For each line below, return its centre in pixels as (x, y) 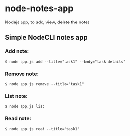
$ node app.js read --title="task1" (42, 129)
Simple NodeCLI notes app (46, 37)
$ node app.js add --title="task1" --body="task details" (65, 62)
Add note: (17, 51)
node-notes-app (39, 9)
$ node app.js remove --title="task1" (44, 84)
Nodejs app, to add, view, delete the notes (48, 22)
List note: (16, 96)
